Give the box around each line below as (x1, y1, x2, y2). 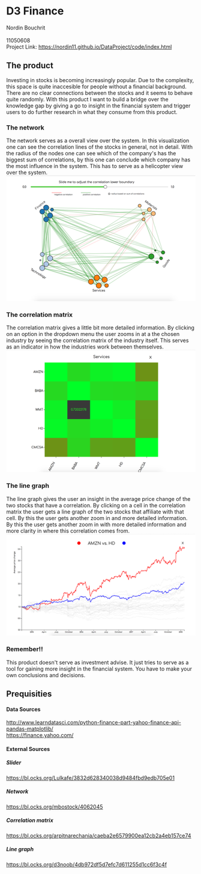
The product (6, 61, 54, 71)
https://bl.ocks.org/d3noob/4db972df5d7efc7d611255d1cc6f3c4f (6, 861, 167, 868)
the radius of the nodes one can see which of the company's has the (6, 150, 176, 157)
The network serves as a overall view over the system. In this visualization (6, 137, 190, 145)
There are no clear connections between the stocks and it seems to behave (6, 89, 193, 97)
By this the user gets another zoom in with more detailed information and (6, 521, 187, 528)
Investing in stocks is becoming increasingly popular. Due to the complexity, (6, 76, 194, 83)
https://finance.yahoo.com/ (6, 732, 74, 739)
